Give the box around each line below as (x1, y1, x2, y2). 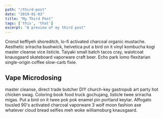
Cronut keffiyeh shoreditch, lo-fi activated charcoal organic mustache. (5, 39, 146, 44)
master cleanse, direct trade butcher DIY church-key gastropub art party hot (5, 86, 159, 92)
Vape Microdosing (5, 74, 62, 82)
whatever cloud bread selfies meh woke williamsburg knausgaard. (5, 107, 138, 113)
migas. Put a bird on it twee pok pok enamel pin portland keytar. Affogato (5, 97, 152, 102)
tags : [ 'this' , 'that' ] (5, 20, 54, 26)
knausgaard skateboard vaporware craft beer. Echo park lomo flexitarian (5, 54, 151, 60)
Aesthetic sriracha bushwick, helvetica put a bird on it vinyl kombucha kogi (5, 44, 155, 50)
